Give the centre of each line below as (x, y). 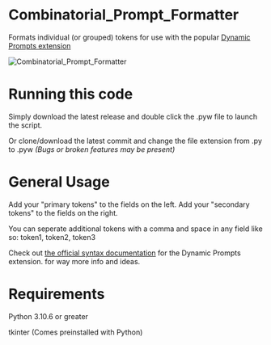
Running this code (71, 94)
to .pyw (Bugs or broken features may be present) (92, 149)
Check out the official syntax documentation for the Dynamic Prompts (125, 253)
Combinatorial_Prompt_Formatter (124, 15)
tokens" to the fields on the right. (64, 212)
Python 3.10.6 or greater (49, 316)
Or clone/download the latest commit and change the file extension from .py (135, 141)
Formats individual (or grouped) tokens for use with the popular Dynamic (129, 37)
